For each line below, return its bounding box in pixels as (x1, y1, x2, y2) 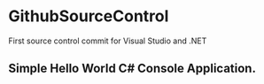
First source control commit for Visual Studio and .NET (8, 35, 207, 46)
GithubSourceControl (8, 6, 169, 27)
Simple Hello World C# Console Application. (8, 61, 256, 76)
